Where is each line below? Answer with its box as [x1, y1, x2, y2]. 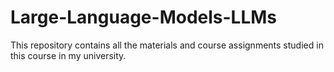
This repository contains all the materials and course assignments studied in [10, 39, 324, 51]
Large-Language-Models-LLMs [10, 6, 278, 29]
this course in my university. [10, 49, 127, 61]
